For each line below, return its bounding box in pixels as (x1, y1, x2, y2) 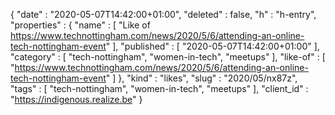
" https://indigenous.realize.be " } (10, 94, 143, 105)
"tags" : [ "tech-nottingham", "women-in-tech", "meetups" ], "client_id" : (10, 83, 309, 94)
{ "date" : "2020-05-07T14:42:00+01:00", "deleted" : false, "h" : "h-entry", (10, 9, 317, 20)
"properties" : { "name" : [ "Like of (10, 19, 151, 31)
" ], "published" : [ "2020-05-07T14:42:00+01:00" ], (105, 40, 320, 52)
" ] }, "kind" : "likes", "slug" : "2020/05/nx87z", (105, 72, 298, 84)
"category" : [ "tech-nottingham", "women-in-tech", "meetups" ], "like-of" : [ (10, 51, 326, 63)
